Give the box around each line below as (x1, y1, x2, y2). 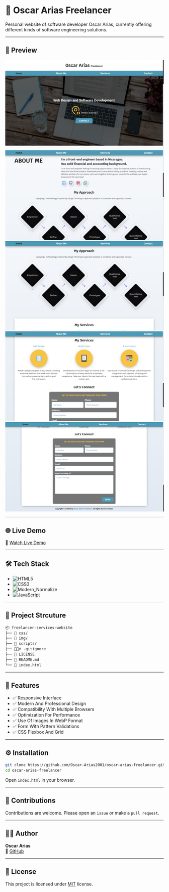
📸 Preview (5, 46, 37, 55)
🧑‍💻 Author (5, 829, 38, 838)
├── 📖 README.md (5, 657, 39, 662)
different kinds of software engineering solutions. (5, 26, 108, 32)
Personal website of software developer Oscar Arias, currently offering (5, 21, 152, 27)
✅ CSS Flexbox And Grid (12, 729, 64, 735)
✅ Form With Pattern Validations (12, 723, 79, 729)
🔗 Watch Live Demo (5, 540, 46, 546)
